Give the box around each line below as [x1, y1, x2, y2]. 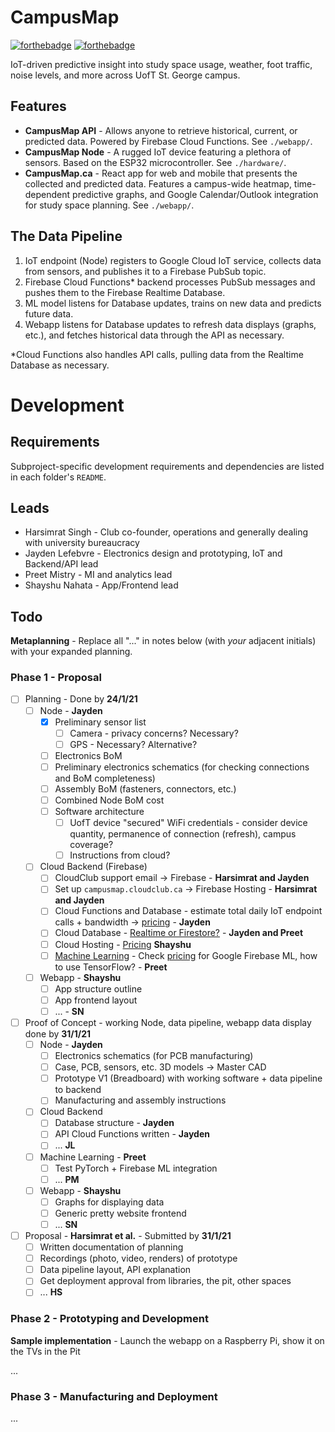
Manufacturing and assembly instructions [54, 1094, 227, 1106]
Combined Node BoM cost [54, 794, 165, 806]
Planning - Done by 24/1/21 [24, 693, 138, 705]
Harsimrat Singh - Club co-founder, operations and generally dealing [24, 526, 309, 538]
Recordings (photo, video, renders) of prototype [39, 1252, 238, 1265]
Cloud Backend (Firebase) [39, 861, 148, 873]
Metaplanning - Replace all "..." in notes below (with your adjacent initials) [10, 635, 317, 647]
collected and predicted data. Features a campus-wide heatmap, [24, 177, 292, 190]
